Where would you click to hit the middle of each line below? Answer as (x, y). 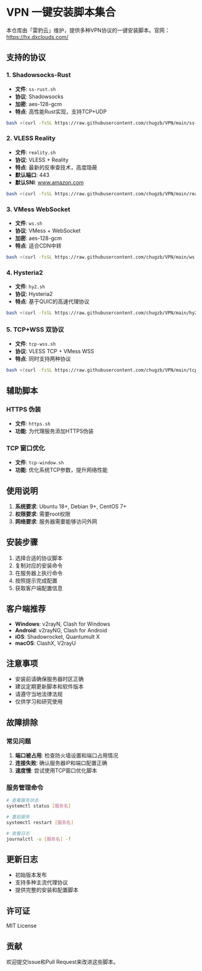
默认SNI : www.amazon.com (49, 182)
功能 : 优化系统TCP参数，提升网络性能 (61, 470)
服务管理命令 (25, 788)
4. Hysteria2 (25, 272)
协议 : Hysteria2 (34, 294)
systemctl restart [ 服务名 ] (40, 823)
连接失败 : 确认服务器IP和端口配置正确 (61, 763)
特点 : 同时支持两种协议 (43, 359)
